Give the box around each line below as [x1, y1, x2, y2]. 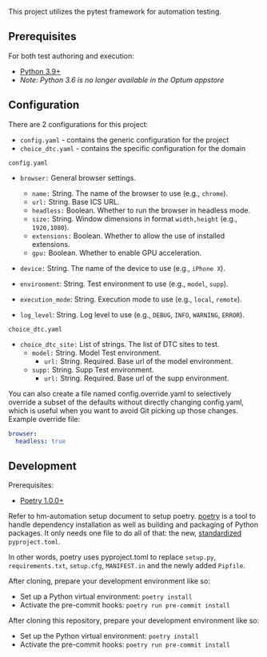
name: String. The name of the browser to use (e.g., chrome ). [31, 188, 229, 198]
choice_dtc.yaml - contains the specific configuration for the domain [19, 143, 246, 153]
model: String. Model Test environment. [31, 348, 161, 357]
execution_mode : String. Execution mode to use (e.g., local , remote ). [19, 294, 242, 304]
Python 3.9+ [19, 66, 62, 76]
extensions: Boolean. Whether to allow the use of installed [31, 231, 225, 241]
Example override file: [8, 414, 81, 424]
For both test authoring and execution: [8, 51, 134, 61]
